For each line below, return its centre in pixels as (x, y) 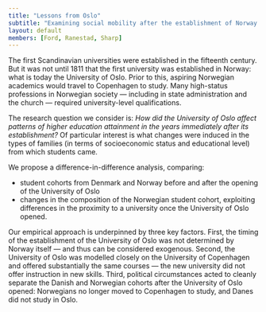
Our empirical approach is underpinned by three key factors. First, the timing (133, 232)
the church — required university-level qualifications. (95, 103)
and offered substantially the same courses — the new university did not (127, 266)
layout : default (35, 30)
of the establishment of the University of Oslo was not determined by (121, 240)
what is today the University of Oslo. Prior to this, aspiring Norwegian (121, 77)
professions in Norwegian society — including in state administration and (128, 94)
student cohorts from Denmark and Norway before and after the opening (139, 183)
